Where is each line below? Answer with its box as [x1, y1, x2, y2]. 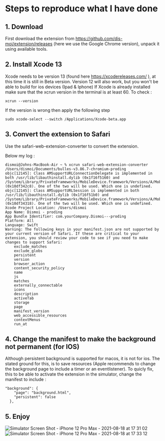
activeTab [14, 296, 34, 301]
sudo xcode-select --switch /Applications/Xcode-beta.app [5, 117, 126, 122]
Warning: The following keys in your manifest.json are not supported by [5, 227, 160, 232]
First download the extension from [5, 35, 75, 41]
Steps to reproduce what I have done [5, 3, 158, 14]
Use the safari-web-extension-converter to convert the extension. [5, 143, 139, 149]
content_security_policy [14, 265, 65, 271]
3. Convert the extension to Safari [5, 130, 110, 138]
